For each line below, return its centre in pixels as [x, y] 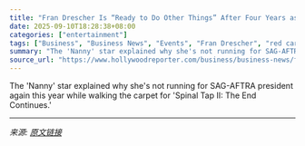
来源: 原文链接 [35, 132]
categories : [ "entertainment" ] [69, 34]
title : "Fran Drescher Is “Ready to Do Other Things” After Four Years [148, 18]
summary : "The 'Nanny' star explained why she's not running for [135, 52]
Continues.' [31, 105]
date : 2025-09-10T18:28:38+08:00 [73, 26]
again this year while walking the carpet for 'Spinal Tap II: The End [133, 95]
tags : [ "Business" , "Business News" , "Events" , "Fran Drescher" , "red [146, 43]
